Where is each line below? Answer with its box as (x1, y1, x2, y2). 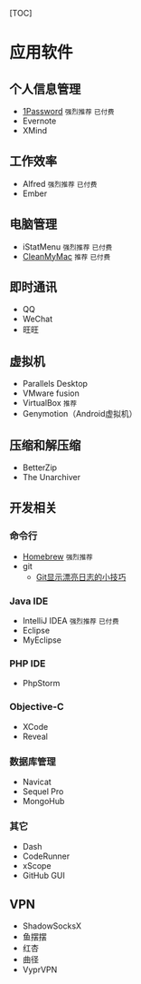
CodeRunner (22, 851, 70, 861)
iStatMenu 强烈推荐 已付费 (22, 241, 113, 252)
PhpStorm (22, 678, 61, 689)
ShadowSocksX (22, 920, 82, 931)
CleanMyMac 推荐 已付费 (22, 251, 111, 261)
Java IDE (9, 595, 49, 607)
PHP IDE (9, 657, 46, 670)
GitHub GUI (22, 871, 66, 881)
